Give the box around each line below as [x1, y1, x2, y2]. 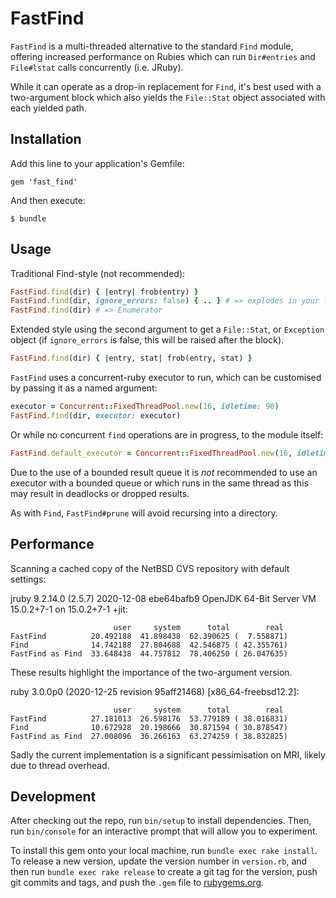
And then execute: [10, 194, 86, 206]
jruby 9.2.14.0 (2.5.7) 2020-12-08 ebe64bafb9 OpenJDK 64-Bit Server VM [10, 592, 317, 604]
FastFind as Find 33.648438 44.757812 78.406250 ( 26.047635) [10, 648, 288, 659]
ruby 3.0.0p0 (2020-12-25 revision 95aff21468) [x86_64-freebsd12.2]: [10, 685, 300, 697]
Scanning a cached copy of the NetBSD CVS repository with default [10, 562, 290, 574]
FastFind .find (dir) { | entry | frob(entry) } [10, 287, 199, 297]
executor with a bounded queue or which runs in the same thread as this [10, 477, 309, 489]
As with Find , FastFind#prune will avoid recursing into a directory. [10, 507, 278, 519]
